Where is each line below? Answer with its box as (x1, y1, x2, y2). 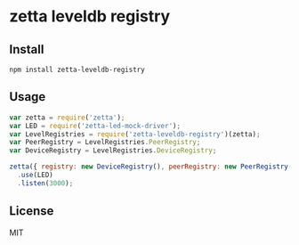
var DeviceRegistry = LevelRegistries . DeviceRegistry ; (9, 146, 217, 155)
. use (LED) (17, 171, 53, 180)
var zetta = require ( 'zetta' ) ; (9, 113, 125, 122)
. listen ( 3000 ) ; (17, 178, 74, 188)
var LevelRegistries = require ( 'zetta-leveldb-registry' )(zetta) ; (9, 129, 261, 139)
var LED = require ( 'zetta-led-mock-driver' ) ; (9, 121, 181, 130)
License (9, 203, 54, 219)
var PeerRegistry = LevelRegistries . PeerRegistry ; (9, 138, 201, 147)
